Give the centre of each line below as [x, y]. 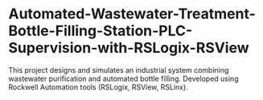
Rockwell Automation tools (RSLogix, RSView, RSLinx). [99, 87]
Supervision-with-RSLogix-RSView [129, 48]
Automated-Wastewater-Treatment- [132, 14]
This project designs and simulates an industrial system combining [119, 70]
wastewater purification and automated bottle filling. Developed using [123, 78]
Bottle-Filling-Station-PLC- [101, 31]
